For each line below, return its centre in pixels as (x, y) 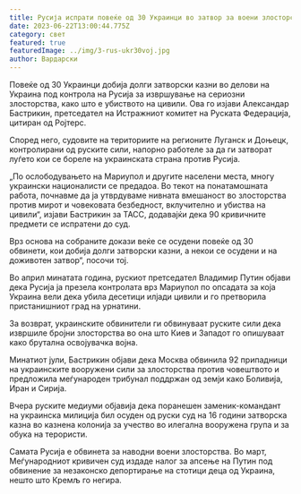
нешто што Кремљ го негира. (66, 480)
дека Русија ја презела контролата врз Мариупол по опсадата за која (142, 287)
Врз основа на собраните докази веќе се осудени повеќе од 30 (131, 241)
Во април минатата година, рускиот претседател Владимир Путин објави (150, 277)
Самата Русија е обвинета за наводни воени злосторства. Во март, (138, 451)
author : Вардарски (43, 59)
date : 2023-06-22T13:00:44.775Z (69, 26)
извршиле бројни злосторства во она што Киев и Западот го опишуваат (147, 333)
